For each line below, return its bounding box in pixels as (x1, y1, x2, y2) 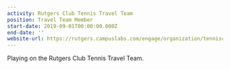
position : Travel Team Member (7, 16, 94, 23)
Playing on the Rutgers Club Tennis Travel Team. (7, 54, 144, 62)
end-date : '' (7, 29, 44, 36)
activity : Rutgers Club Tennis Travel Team (7, 10, 133, 17)
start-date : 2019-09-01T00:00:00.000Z (7, 23, 118, 29)
